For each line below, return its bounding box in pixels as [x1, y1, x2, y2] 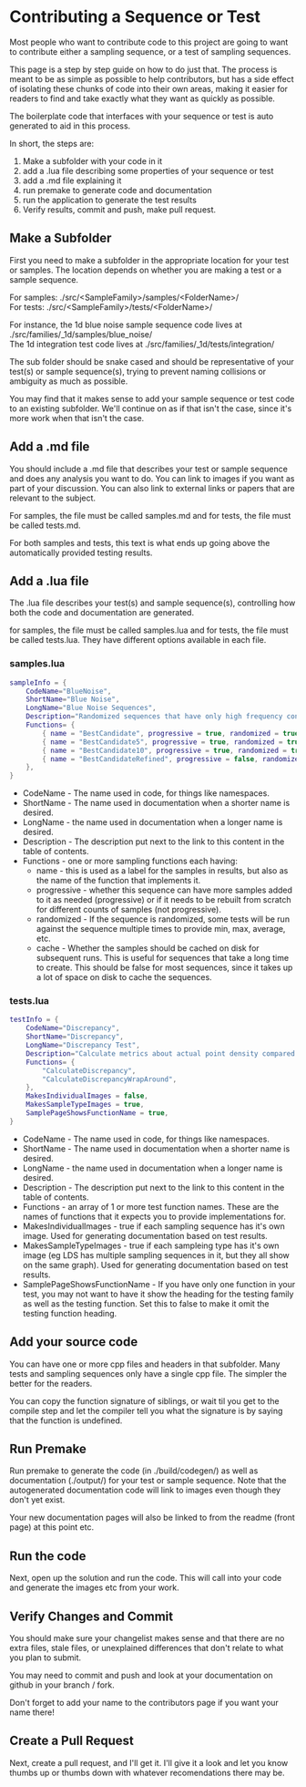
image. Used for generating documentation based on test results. [22, 1230, 269, 1241]
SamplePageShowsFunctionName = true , [25, 1109, 169, 1118]
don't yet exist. [9, 1494, 66, 1505]
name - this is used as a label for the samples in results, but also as [36, 865, 289, 876]
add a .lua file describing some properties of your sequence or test [22, 165, 274, 176]
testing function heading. [22, 1307, 117, 1318]
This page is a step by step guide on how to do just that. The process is [9, 64, 278, 75]
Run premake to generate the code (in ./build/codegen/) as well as [9, 1465, 259, 1476]
